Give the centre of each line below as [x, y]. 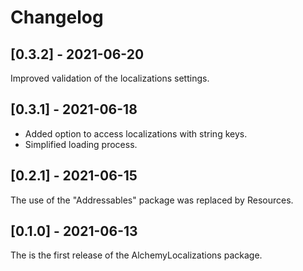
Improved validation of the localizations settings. [110, 78]
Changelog [57, 17]
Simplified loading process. [81, 144]
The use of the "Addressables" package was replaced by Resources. [152, 200]
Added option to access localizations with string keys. [136, 133]
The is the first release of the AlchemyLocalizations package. [136, 255]
